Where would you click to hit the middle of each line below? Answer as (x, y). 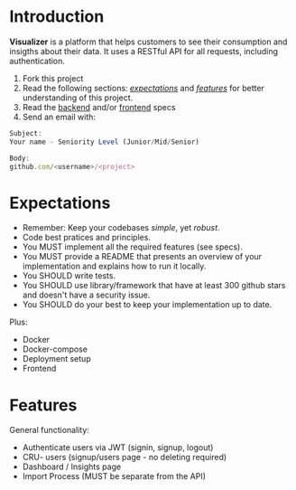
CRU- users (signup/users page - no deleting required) (125, 457)
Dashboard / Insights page (72, 466)
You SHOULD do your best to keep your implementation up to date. (147, 305)
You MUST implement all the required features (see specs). (133, 247)
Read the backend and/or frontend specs (99, 107)
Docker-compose (55, 349)
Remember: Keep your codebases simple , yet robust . (121, 228)
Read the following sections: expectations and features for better (143, 88)
